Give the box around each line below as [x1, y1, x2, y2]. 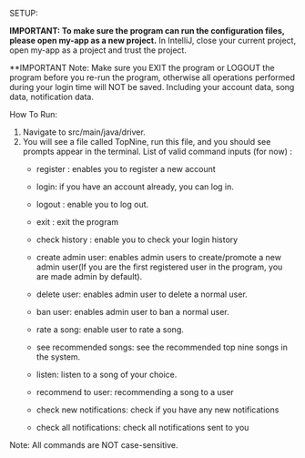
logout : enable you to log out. [36, 199, 149, 209]
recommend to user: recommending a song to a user [36, 387, 234, 397]
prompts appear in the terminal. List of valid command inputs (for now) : [22, 146, 293, 157]
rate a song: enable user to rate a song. [36, 324, 184, 335]
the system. [36, 351, 81, 362]
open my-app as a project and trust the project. [9, 45, 187, 56]
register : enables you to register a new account [36, 164, 216, 174]
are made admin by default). [36, 271, 143, 281]
